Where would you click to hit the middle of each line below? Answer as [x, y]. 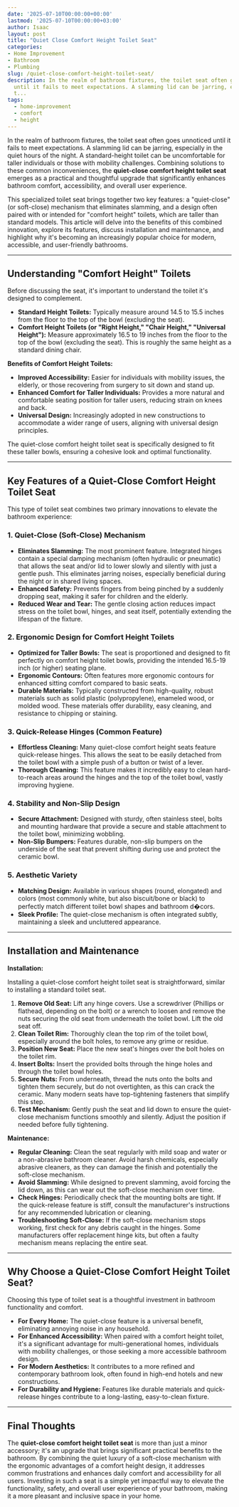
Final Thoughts [42, 1425]
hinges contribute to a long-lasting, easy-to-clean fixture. [126, 1397]
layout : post [27, 34]
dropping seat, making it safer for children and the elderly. [103, 596]
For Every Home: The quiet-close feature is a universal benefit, [110, 1321]
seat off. [30, 1026]
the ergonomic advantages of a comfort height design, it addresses [106, 1466]
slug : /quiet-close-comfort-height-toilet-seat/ [81, 73]
